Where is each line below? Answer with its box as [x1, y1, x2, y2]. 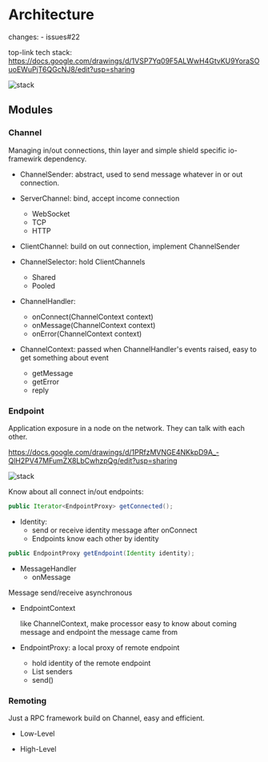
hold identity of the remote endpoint [31, 658, 151, 668]
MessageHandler [19, 564, 77, 573]
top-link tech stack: [8, 47, 72, 57]
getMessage [31, 368, 74, 377]
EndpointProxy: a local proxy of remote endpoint [19, 642, 180, 652]
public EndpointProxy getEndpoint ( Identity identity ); [8, 549, 195, 557]
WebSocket [31, 209, 70, 218]
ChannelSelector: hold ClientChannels [19, 257, 146, 266]
